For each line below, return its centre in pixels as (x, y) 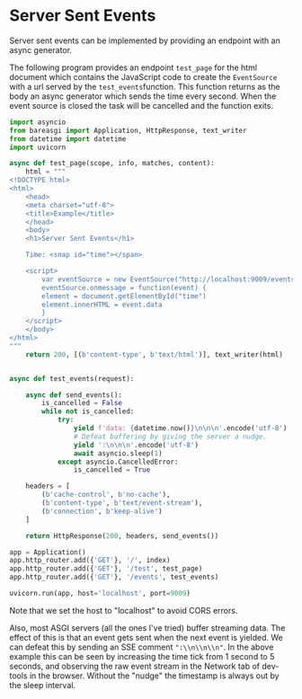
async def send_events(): (74, 395)
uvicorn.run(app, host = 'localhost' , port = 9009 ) (100, 594)
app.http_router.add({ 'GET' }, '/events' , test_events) (114, 577)
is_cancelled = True (112, 470)
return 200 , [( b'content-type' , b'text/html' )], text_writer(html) (154, 354)
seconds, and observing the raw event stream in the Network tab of (135, 666)
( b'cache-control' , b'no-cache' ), (106, 495)
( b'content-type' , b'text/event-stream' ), (122, 503)
